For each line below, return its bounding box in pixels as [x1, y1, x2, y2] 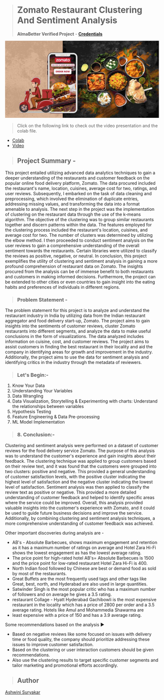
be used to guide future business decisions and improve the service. [5, 510, 143, 516]
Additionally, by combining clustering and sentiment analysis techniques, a [5, 515, 155, 521]
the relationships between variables [12, 404, 84, 409]
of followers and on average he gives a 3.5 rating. [12, 591, 112, 597]
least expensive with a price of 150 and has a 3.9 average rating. [12, 612, 142, 618]
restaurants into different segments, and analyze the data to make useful [5, 328, 151, 334]
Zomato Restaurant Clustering [17, 4, 143, 16]
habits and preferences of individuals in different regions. [5, 284, 121, 290]
